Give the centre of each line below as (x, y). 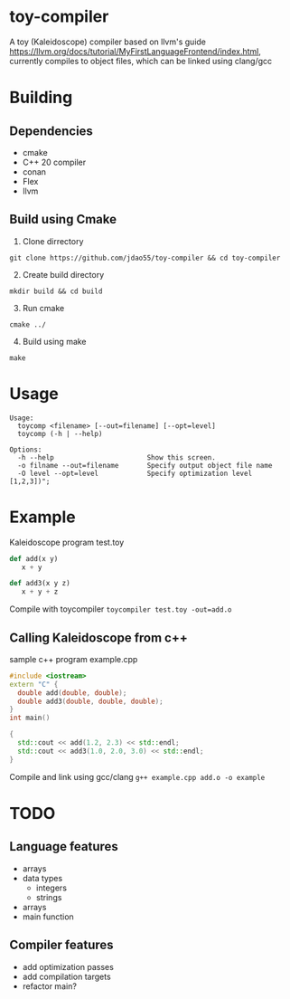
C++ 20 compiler (54, 162)
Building (41, 98)
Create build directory (63, 274)
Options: (26, 450)
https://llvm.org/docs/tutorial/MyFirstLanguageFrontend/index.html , (136, 51)
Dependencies (51, 131)
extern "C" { (34, 684)
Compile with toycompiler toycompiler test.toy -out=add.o (121, 609)
